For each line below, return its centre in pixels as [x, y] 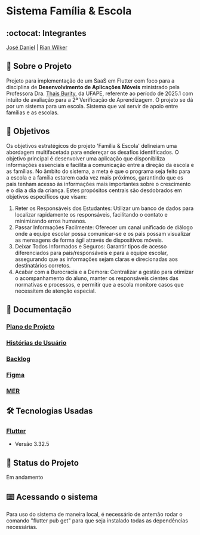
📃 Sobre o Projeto [39, 66]
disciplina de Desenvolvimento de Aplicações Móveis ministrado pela [93, 87]
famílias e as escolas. [33, 113]
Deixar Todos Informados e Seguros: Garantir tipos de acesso [91, 246]
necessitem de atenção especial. [56, 291]
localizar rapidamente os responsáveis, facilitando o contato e [91, 214]
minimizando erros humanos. [50, 221]
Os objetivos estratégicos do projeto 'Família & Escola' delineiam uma [92, 145]
